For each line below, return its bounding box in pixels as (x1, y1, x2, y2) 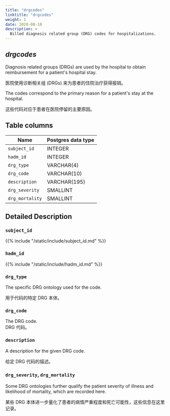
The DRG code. (5, 318, 38, 324)
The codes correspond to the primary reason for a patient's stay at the (5, 90, 154, 96)
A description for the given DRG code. (5, 347, 85, 354)
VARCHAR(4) (46, 162, 79, 169)
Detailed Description (5, 212, 72, 221)
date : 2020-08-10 (5, 21, 42, 27)
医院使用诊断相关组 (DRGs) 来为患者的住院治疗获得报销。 (5, 80, 126, 86)
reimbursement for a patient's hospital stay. (5, 69, 97, 75)
